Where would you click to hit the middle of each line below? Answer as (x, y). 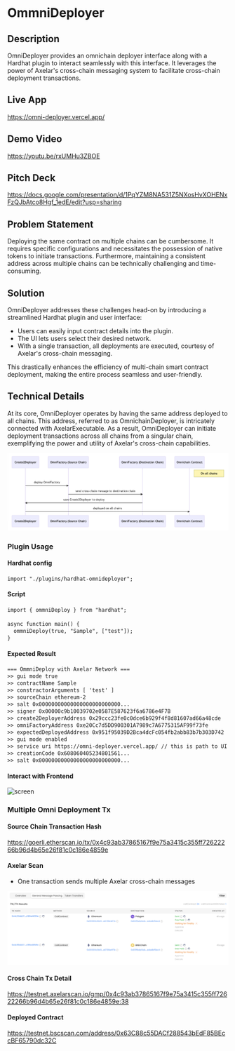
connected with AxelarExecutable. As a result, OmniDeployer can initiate (112, 428)
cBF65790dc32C (32, 1040)
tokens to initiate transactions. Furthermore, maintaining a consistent (106, 256)
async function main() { (43, 624)
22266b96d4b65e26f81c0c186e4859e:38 (68, 1001)
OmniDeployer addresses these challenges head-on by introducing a (107, 310)
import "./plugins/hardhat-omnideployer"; (70, 579)
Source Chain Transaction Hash (54, 826)
